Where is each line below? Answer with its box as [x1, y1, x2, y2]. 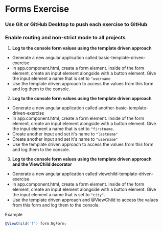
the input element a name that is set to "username [12, 76, 111, 81]
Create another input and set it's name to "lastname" [12, 131, 118, 137]
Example [5, 212, 23, 218]
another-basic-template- [98, 105, 148, 111]
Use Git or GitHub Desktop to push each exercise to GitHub [5, 21, 148, 28]
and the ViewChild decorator [12, 161, 72, 167]
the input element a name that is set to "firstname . [12, 126, 114, 132]
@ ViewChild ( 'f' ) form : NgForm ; [5, 221, 67, 226]
